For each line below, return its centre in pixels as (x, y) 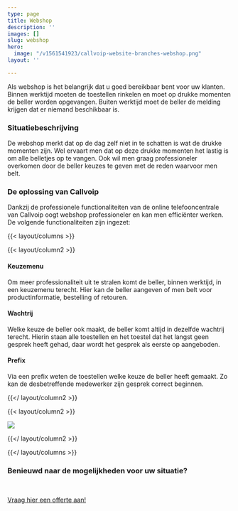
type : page (23, 14)
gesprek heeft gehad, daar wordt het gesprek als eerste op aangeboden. (114, 344)
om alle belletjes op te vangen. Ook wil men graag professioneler (102, 158)
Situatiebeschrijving (43, 127)
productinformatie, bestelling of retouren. (68, 297)
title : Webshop (30, 21)
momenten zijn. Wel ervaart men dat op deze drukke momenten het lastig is (118, 151)
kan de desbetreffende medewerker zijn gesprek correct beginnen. (106, 384)
